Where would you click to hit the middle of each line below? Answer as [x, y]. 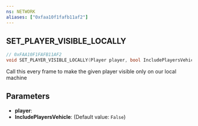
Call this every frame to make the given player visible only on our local [91, 72]
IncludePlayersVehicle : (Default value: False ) [70, 117]
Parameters [28, 96]
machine [17, 78]
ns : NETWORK [21, 12]
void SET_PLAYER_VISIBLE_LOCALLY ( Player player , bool [74, 60]
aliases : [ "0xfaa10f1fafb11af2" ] [47, 17]
